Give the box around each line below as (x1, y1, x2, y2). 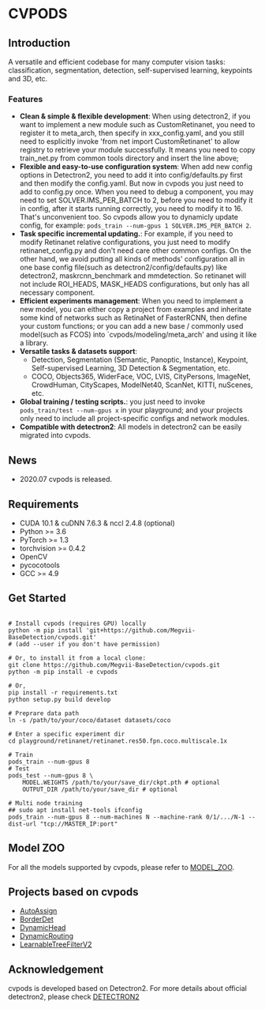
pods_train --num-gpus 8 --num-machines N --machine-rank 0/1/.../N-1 (8, 813, 245, 821)
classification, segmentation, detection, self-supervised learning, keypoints (8, 66, 252, 75)
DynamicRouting (19, 932, 73, 941)
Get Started (8, 592, 66, 605)
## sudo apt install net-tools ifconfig (8, 806, 144, 814)
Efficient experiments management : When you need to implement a (19, 296, 244, 306)
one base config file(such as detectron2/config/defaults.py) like (19, 262, 227, 273)
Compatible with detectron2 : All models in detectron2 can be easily (19, 422, 242, 431)
